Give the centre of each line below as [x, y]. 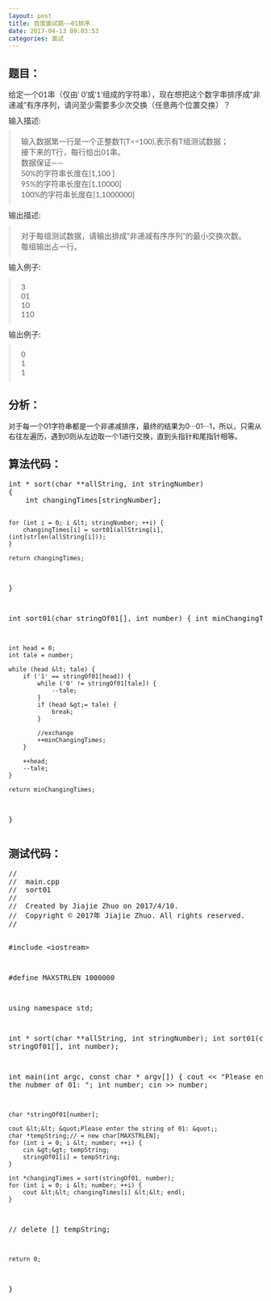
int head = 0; [32, 648]
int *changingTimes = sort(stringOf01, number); [92, 1178]
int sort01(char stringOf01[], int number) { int [108, 618]
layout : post [30, 16]
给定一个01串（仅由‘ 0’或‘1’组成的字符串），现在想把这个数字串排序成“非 [134, 95]
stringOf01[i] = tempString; [72, 1157]
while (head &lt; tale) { [52, 669]
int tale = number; [41, 655]
